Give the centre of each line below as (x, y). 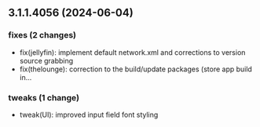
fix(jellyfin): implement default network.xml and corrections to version (132, 52)
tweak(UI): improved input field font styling (89, 114)
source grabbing (46, 60)
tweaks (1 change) (44, 97)
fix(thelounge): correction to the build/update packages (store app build (136, 69)
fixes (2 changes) (42, 35)
